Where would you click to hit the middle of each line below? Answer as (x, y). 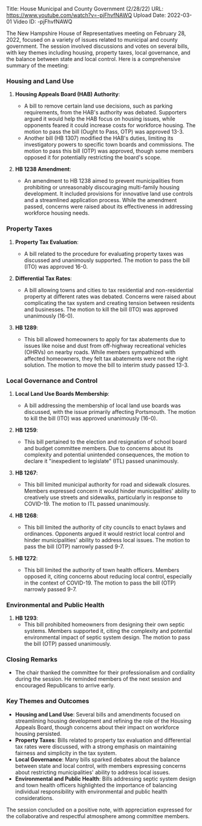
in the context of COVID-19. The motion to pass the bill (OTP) (100, 583)
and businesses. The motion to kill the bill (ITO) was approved (101, 309)
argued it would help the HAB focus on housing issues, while (99, 119)
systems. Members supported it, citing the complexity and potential (108, 631)
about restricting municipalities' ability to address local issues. (93, 772)
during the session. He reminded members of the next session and (98, 679)
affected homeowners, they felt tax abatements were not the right (106, 358)
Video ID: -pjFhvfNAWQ (43, 21)
